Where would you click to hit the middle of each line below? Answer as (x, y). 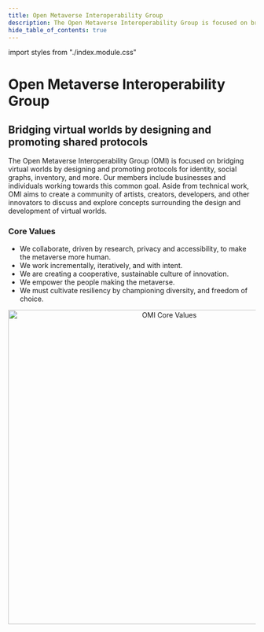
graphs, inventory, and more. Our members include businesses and (117, 178)
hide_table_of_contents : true (58, 30)
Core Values (32, 231)
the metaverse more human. (65, 257)
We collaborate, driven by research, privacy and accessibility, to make (133, 248)
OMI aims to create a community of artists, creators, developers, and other (129, 194)
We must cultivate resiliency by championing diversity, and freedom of (134, 290)
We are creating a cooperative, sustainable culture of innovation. (124, 274)
